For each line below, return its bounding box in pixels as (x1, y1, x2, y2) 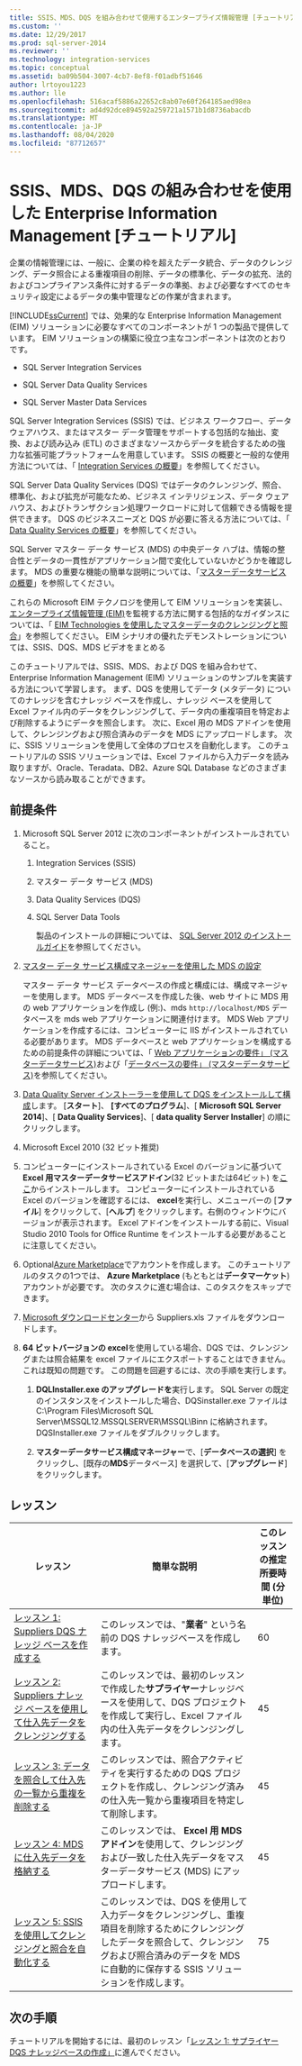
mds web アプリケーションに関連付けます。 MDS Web (64, 1013, 264, 1024)
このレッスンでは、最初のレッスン (100, 1669, 244, 1681)
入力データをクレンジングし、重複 (100, 1909, 244, 1922)
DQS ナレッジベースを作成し (120, 1632, 241, 1644)
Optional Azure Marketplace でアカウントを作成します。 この (22, 1259, 244, 1270)
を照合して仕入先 (13, 1774, 86, 1787)
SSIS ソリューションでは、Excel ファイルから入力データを (58, 751, 274, 761)
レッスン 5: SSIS (13, 1916, 84, 1928)
